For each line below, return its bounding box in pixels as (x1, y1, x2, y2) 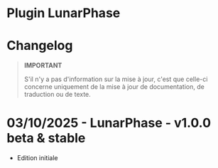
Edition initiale (16, 154, 58, 162)
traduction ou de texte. (23, 90, 92, 99)
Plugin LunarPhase (6, 5, 121, 21)
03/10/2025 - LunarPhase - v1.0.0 (6, 115, 211, 131)
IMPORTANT (23, 61, 62, 70)
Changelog (6, 38, 73, 54)
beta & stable (6, 130, 86, 147)
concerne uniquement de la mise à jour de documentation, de (23, 83, 205, 91)
